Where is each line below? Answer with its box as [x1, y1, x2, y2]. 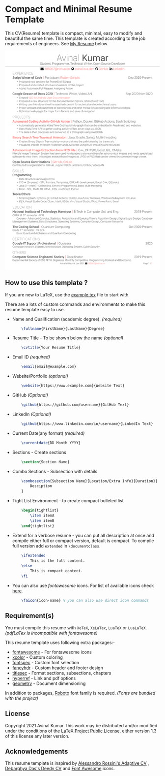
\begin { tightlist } [21, 508, 59, 513]
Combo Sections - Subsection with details [12, 468, 98, 474]
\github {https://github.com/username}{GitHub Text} [21, 402, 129, 407]
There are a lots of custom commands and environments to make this [5, 301, 146, 307]
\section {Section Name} [21, 459, 70, 464]
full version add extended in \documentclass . [12, 543, 101, 549]
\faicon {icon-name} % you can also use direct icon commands [21, 598, 149, 603]
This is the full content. [30, 558, 85, 563]
